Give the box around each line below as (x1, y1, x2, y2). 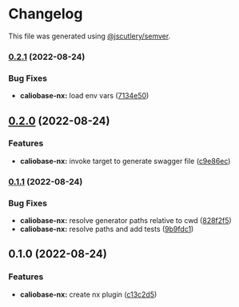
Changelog (8, 5, 83, 23)
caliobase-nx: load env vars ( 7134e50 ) (19, 91, 149, 101)
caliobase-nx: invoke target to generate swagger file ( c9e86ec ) (19, 156, 231, 165)
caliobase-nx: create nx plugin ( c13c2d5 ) (19, 289, 157, 299)
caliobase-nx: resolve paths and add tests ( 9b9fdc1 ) (19, 225, 194, 234)
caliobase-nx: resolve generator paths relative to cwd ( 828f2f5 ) (19, 216, 232, 225)
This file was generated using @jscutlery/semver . (8, 31, 171, 41)
